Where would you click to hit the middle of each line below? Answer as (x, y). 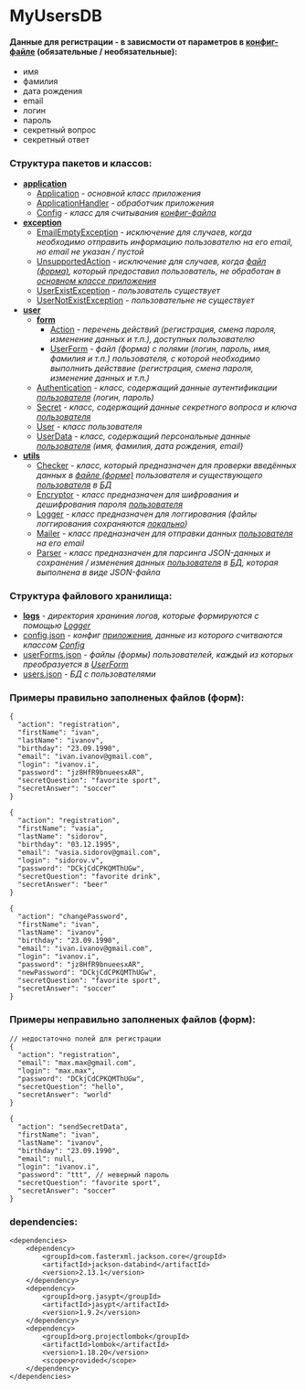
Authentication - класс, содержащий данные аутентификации (157, 387)
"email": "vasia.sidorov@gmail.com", (90, 853)
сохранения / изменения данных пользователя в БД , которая (157, 562)
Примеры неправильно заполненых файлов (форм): (132, 1020)
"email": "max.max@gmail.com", (77, 1063)
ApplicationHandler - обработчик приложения (125, 203)
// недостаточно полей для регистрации (85, 1039)
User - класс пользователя (89, 426)
